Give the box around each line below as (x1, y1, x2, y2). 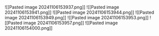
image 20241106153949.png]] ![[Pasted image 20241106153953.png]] (5, 15, 149, 20)
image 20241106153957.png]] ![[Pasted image (23, 20, 118, 26)
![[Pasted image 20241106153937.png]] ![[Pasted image (5, 4, 119, 10)
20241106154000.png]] (5, 25, 53, 31)
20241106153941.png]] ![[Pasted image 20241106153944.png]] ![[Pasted (5, 9, 154, 15)
